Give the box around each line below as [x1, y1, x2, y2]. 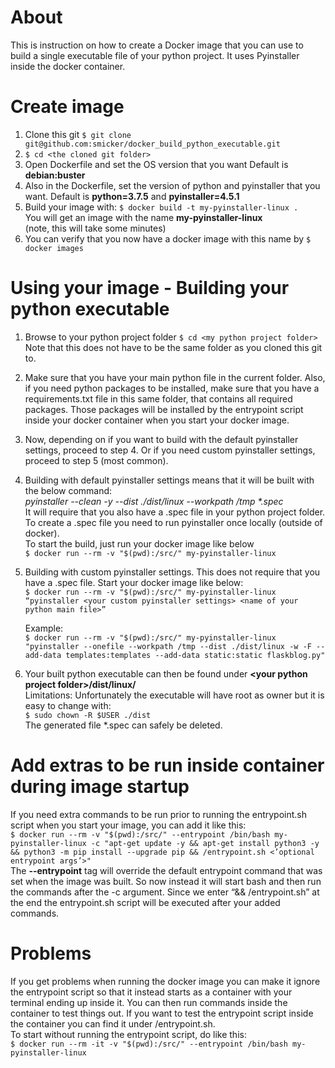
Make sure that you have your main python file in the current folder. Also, [24, 371, 326, 383]
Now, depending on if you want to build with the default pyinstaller [24, 433, 299, 445]
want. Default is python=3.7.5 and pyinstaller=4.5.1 [24, 190, 240, 202]
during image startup [10, 776, 190, 798]
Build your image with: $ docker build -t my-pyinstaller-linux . [24, 201, 299, 213]
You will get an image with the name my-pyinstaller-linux [24, 211, 263, 223]
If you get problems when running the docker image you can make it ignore [10, 975, 321, 987]
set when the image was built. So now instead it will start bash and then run [10, 875, 322, 887]
